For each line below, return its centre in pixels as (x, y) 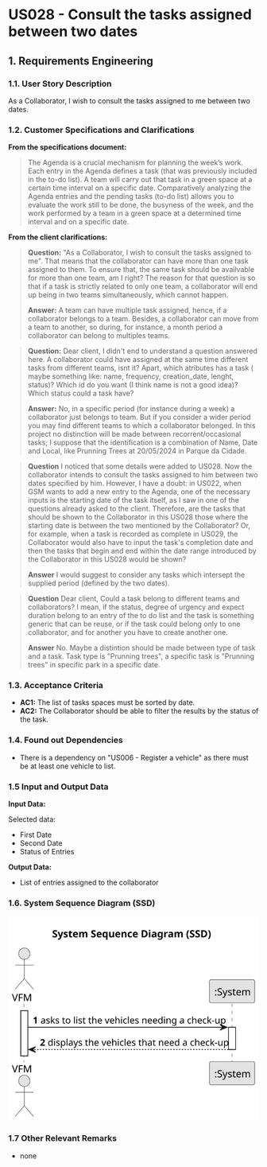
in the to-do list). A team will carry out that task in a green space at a (140, 180)
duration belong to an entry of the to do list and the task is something (141, 616)
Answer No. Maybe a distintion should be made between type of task (141, 648)
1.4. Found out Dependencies (66, 740)
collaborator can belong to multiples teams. (99, 336)
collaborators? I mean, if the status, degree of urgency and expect (136, 607)
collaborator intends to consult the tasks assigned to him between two (143, 475)
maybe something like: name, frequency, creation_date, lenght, (131, 376)
